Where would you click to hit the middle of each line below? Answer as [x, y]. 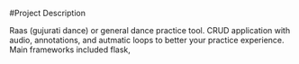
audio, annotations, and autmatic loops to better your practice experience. [147, 40]
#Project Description [47, 13]
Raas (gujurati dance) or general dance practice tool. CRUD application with [150, 30]
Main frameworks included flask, [70, 50]
